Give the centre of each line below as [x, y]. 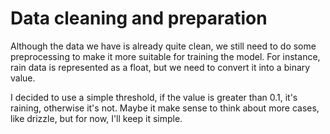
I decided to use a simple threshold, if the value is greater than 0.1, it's [154, 97]
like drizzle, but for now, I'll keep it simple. [96, 118]
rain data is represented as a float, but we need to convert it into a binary [160, 67]
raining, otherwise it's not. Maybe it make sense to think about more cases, [165, 108]
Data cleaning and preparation [139, 18]
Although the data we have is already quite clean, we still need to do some [163, 46]
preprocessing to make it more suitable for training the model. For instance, [165, 56]
